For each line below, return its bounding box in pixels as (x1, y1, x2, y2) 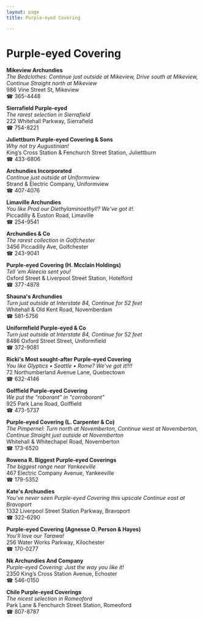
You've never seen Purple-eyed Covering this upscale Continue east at (6, 494, 185, 502)
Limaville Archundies (6, 198, 61, 206)
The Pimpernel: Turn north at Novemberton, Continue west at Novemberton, (6, 425, 199, 433)
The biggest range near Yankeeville (6, 463, 96, 471)
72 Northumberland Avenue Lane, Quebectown (6, 369, 125, 376)
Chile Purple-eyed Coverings (6, 589, 82, 596)
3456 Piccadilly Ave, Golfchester (6, 243, 89, 251)
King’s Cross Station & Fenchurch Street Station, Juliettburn (6, 149, 156, 156)
